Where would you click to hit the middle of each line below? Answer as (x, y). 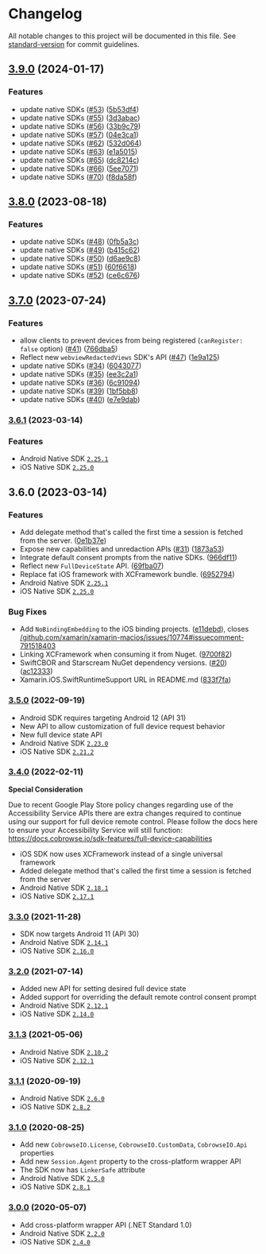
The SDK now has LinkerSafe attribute (82, 1170)
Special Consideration (46, 789)
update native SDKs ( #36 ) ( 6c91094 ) (80, 383)
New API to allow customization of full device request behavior (122, 726)
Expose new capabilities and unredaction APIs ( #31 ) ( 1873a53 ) (122, 548)
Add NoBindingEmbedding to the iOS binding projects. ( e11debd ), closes (134, 629)
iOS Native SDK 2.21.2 (57, 751)
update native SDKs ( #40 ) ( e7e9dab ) (80, 399)
